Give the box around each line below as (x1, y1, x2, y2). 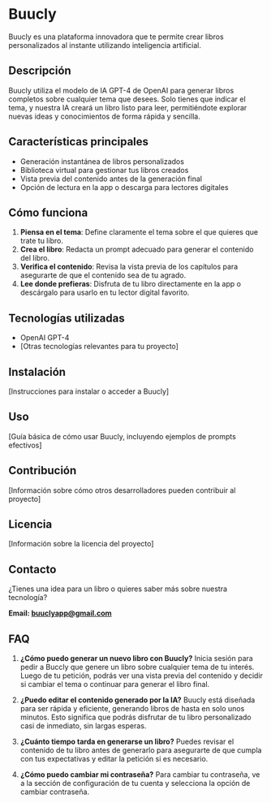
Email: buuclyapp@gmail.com (8, 608, 112, 618)
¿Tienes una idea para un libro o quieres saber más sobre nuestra (8, 584, 228, 594)
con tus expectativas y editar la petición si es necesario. (19, 754, 209, 764)
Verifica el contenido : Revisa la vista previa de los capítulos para (19, 261, 239, 272)
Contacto (8, 562, 57, 576)
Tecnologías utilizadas (8, 311, 125, 325)
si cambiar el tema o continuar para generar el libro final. (19, 680, 210, 689)
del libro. (19, 253, 50, 263)
